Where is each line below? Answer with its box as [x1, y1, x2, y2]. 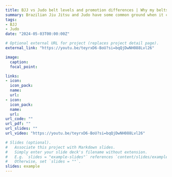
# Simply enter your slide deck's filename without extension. [5, 149, 147, 154]
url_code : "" [5, 116, 33, 122]
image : [5, 54, 19, 60]
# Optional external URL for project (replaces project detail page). [5, 41, 159, 46]
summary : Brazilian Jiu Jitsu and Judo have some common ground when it [5, 12, 164, 17]
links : [5, 73, 19, 78]
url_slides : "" [5, 126, 38, 131]
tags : [5, 17, 17, 22]
